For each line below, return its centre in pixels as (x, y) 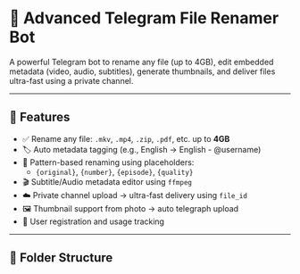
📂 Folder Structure (61, 258)
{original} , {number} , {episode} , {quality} (114, 171)
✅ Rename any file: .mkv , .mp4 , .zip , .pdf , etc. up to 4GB (126, 138)
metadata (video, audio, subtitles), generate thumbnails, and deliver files (142, 71)
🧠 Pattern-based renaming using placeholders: (108, 162)
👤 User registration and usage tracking (93, 221)
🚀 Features (40, 117)
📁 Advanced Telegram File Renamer (144, 18)
